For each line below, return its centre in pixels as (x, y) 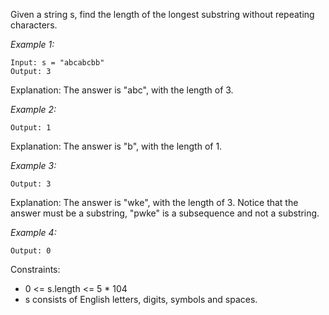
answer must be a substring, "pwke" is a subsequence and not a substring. (165, 213)
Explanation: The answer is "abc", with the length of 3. (122, 90)
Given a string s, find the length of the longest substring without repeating (162, 14)
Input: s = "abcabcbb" (57, 63)
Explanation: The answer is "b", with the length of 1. (116, 146)
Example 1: (32, 44)
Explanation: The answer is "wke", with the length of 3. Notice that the (154, 202)
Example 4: (33, 232)
